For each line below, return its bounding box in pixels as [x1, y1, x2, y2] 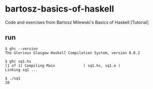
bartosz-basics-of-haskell [5, 3, 114, 15]
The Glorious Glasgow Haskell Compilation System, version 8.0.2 [5, 50, 140, 55]
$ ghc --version [5, 46, 38, 51]
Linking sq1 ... [5, 67, 38, 72]
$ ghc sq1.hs [5, 59, 32, 64]
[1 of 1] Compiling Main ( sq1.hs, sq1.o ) [5, 63, 120, 68]
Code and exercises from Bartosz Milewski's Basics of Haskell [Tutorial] [5, 19, 149, 25]
